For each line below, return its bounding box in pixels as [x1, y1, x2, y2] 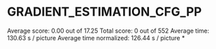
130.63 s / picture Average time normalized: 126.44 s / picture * [7, 33, 185, 42]
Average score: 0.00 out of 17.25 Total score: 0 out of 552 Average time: [7, 27, 210, 35]
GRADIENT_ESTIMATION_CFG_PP [7, 4, 202, 20]
